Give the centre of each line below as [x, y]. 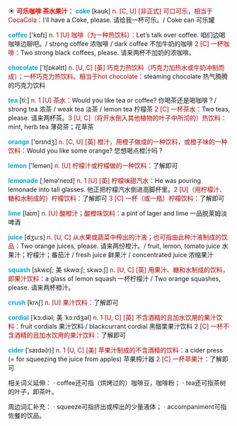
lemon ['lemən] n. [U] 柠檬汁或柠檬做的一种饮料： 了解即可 [93, 166]
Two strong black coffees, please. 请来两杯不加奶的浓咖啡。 [108, 53]
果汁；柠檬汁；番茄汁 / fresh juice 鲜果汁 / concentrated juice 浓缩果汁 [111, 255]
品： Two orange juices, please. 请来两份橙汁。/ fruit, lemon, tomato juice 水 [118, 246]
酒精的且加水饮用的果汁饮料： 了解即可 [70, 335]
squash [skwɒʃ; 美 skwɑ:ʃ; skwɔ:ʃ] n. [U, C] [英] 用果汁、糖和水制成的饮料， [118, 270]
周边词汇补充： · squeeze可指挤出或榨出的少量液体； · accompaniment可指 [117, 407]
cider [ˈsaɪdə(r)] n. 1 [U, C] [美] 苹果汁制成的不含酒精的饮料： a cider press [116, 350]
